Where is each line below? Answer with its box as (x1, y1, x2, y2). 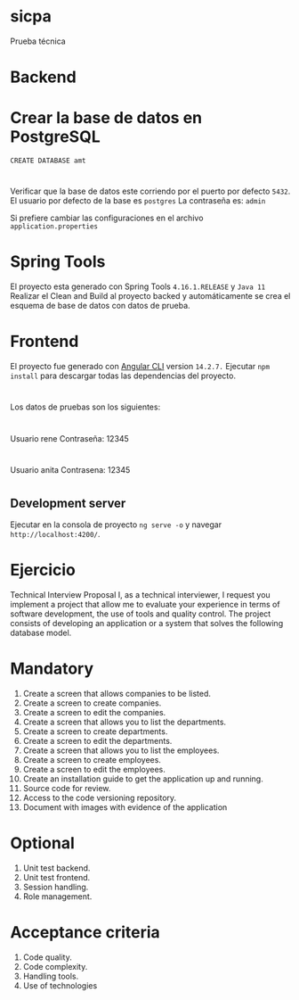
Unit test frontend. (22, 872, 91, 883)
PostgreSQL (10, 127, 101, 147)
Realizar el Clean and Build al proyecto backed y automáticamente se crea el (10, 291, 291, 302)
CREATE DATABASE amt (10, 156, 87, 166)
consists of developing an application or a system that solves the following (10, 618, 284, 629)
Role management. (22, 891, 93, 902)
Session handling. (22, 881, 89, 893)
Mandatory (10, 658, 94, 679)
